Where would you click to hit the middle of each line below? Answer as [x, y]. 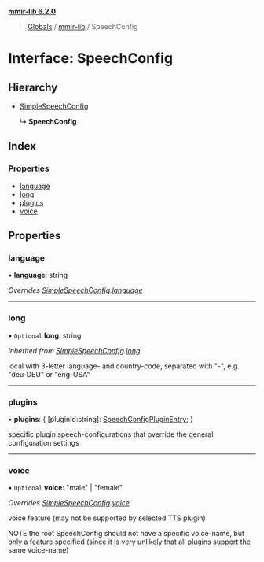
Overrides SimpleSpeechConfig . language [75, 290]
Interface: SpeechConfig [91, 59]
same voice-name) [38, 550]
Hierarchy [33, 87]
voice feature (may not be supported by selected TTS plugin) [107, 518]
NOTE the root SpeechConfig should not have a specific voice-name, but [126, 534]
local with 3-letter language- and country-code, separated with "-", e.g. [124, 366]
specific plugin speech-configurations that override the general [111, 434]
